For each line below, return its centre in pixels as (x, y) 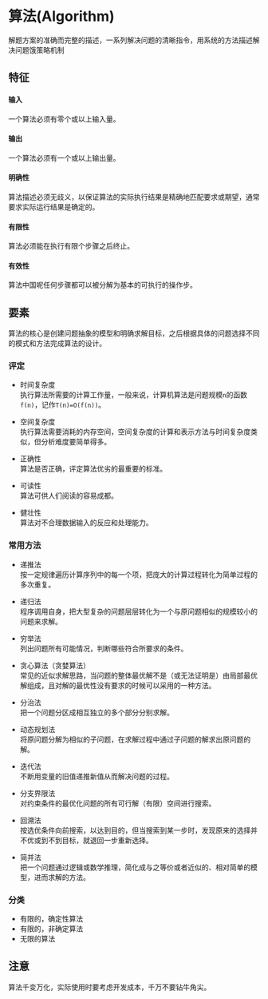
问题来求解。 (41, 621)
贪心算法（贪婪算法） (55, 665)
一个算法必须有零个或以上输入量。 (64, 119)
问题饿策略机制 (39, 50)
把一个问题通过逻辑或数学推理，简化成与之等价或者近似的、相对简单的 (135, 867)
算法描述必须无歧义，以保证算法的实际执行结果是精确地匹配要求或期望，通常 (134, 197)
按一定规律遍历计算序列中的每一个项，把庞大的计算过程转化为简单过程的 (138, 574)
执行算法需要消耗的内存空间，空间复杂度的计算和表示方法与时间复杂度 (135, 432)
